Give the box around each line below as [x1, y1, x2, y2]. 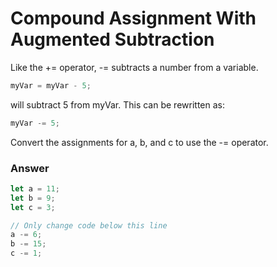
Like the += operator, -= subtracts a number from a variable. [10, 61, 259, 73]
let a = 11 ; [10, 183, 60, 194]
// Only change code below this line [10, 220, 168, 231]
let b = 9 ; [10, 193, 56, 203]
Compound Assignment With [10, 7, 257, 30]
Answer [10, 161, 50, 175]
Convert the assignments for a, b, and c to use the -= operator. [10, 136, 269, 148]
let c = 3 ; [10, 202, 56, 212]
